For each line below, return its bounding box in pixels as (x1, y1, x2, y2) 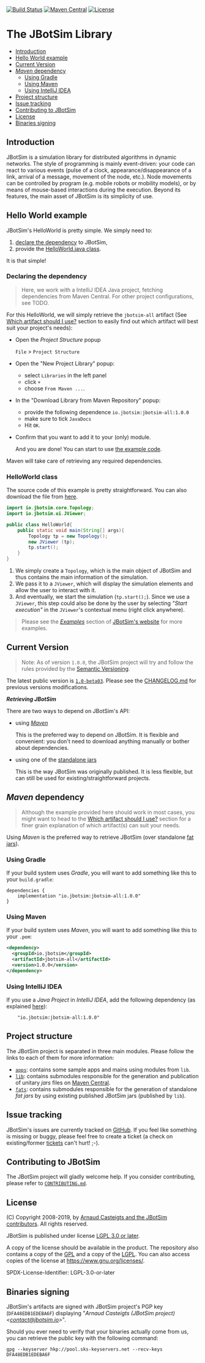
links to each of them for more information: (6, 1054, 114, 1061)
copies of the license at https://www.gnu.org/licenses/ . (6, 1257, 145, 1264)
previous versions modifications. (6, 683, 89, 690)
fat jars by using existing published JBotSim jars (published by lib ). (15, 1092, 186, 1099)
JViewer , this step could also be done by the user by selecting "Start (15, 600, 188, 607)
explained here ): (6, 1002, 48, 1010)
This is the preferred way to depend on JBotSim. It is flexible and (15, 731, 179, 738)
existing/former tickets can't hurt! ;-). (6, 1139, 100, 1146)
